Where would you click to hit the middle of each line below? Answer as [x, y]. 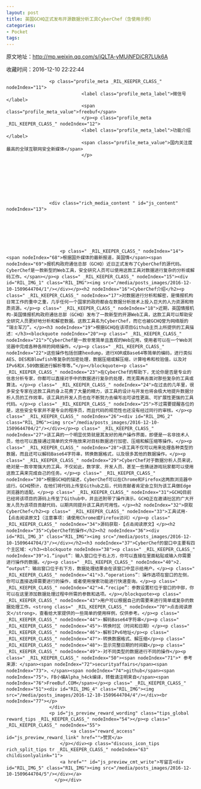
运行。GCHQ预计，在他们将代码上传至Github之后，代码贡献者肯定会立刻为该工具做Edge [99, 486]
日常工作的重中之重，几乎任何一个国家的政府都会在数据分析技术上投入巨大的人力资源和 [98, 302]
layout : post [22, 13]
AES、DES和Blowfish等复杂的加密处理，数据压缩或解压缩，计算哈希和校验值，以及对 [97, 360]
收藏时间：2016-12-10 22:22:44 [45, 70]
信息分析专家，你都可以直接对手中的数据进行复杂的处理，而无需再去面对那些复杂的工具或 [100, 379]
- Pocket [17, 32]
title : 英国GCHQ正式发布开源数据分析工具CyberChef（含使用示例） [80, 19]
